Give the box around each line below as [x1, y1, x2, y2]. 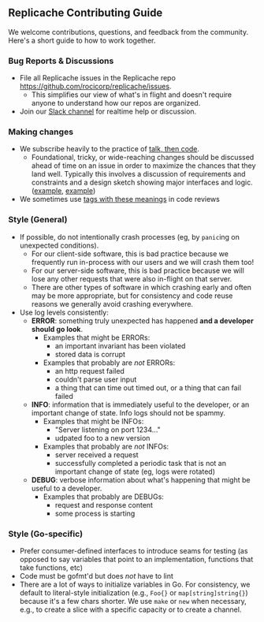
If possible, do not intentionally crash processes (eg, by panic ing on [19, 232, 240, 241]
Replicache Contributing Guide [8, 6, 163, 20]
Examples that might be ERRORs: [43, 333, 151, 342]
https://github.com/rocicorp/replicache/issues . [19, 82, 172, 91]
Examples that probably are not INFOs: [43, 441, 169, 451]
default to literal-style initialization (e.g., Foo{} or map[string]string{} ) [19, 588, 248, 598]
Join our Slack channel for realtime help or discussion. [19, 106, 197, 117]
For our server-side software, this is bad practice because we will [31, 266, 244, 275]
